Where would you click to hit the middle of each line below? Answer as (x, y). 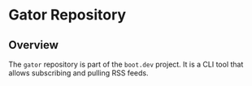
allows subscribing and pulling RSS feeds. (78, 73)
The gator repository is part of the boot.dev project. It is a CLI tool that (126, 64)
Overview (34, 45)
